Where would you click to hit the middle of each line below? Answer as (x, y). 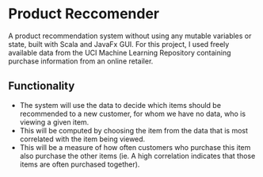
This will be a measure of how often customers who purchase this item (135, 147)
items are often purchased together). (80, 164)
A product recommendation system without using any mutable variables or (130, 36)
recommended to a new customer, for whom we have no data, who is (133, 114)
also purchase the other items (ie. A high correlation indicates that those (137, 156)
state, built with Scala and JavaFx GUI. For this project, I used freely (119, 44)
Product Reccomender (84, 14)
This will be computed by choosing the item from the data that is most (133, 130)
